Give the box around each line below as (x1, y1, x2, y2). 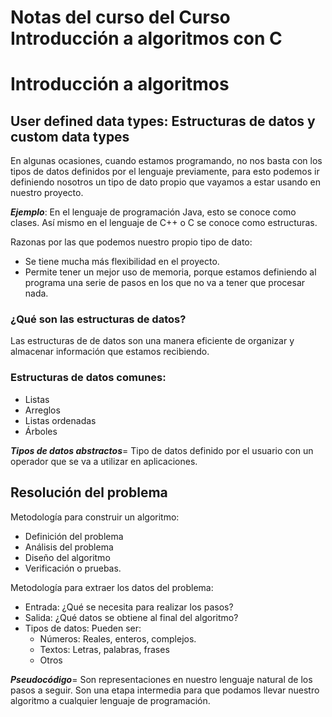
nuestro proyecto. (10, 187, 84, 199)
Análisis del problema (24, 541, 114, 553)
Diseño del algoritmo (24, 551, 111, 563)
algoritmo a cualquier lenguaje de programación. (10, 694, 211, 706)
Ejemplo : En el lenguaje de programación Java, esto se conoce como (10, 206, 297, 218)
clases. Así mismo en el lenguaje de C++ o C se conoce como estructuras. (10, 217, 318, 229)
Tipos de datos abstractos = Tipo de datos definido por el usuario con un (10, 444, 314, 456)
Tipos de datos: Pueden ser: (24, 622, 142, 634)
